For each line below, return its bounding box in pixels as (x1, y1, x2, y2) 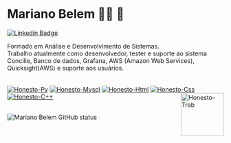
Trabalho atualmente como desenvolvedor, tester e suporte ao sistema (7, 49, 208, 57)
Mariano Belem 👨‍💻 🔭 (7, 6, 125, 22)
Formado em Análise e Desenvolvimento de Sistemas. (7, 42, 159, 50)
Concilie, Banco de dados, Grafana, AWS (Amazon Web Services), (7, 56, 195, 64)
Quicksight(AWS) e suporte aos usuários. (7, 64, 124, 72)
